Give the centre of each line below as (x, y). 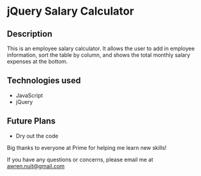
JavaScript (29, 95)
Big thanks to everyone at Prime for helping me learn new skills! (87, 147)
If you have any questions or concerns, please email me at (80, 159)
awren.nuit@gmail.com (36, 166)
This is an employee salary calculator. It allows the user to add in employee (101, 48)
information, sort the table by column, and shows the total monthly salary (99, 55)
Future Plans (31, 121)
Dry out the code (37, 136)
